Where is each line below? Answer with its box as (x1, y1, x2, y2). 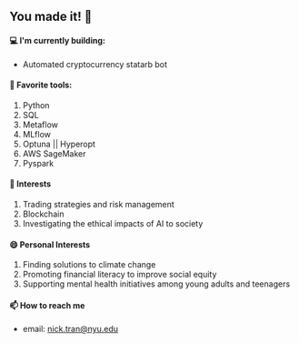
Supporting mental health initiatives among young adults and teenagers (22, 278, 291, 289)
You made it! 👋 (9, 9, 93, 25)
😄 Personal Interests (9, 238, 91, 250)
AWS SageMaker (22, 147, 86, 159)
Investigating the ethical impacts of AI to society (22, 218, 204, 228)
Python (22, 99, 50, 110)
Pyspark (22, 157, 55, 168)
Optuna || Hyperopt (22, 138, 95, 149)
